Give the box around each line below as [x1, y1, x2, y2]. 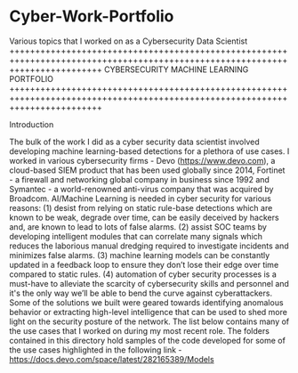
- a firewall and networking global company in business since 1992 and [9, 174, 270, 184]
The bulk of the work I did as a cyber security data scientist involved [9, 136, 260, 147]
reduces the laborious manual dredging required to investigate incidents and [9, 240, 289, 251]
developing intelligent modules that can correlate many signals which [9, 231, 263, 241]
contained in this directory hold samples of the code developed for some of [9, 335, 286, 345]
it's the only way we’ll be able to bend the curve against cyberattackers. [9, 288, 273, 298]
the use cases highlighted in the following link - [9, 345, 182, 355]
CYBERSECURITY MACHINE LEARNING [103, 64, 249, 75]
